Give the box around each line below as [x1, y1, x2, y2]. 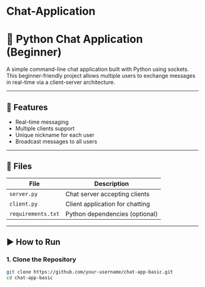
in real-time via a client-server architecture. [6, 78, 116, 86]
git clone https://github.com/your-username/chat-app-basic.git [6, 269, 173, 275]
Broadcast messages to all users [15, 138, 98, 145]
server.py [9, 190, 38, 197]
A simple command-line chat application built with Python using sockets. [6, 65, 189, 73]
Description [94, 179, 129, 188]
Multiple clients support [15, 124, 75, 132]
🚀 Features [6, 102, 48, 113]
